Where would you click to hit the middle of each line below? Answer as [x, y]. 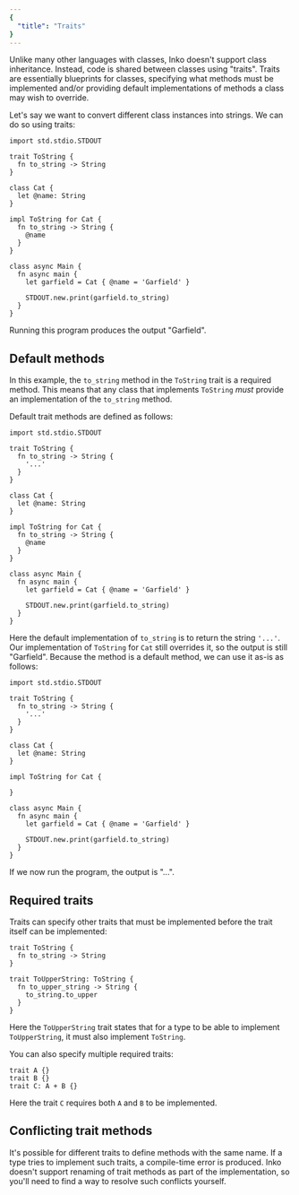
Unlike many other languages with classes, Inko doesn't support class [138, 60]
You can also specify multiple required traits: [92, 1054]
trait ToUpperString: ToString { [72, 979]
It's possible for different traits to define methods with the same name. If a [146, 1152]
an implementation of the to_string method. [91, 399]
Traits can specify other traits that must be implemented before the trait [141, 922]
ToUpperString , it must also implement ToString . [98, 1037]
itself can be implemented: [58, 931]
